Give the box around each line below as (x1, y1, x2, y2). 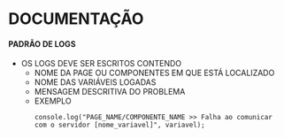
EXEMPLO (34, 96, 72, 106)
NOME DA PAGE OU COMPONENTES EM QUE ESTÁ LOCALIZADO (34, 67, 275, 79)
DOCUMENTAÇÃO (8, 9, 144, 29)
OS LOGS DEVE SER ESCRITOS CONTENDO (20, 58, 182, 69)
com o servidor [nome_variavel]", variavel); (34, 120, 205, 130)
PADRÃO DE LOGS (8, 38, 76, 49)
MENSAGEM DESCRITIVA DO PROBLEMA (34, 87, 186, 97)
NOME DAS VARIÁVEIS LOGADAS (34, 77, 157, 88)
